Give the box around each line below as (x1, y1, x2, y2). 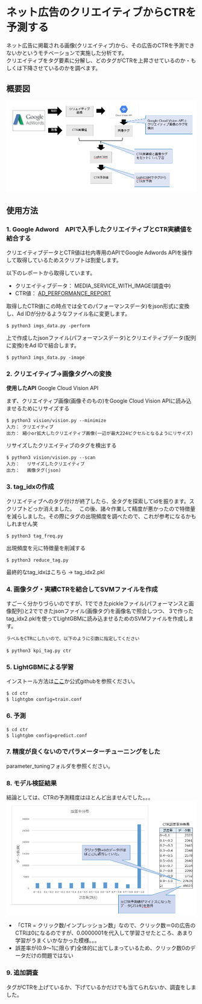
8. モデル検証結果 (6, 779, 57, 787)
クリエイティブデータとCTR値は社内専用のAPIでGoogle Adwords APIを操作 (6, 249, 193, 257)
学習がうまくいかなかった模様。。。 (14, 937, 100, 944)
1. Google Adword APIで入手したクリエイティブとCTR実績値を (6, 225, 193, 233)
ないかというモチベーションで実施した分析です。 (6, 49, 128, 56)
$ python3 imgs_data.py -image (6, 354, 85, 361)
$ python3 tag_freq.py (6, 532, 63, 539)
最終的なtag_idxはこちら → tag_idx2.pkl (6, 568, 105, 575)
